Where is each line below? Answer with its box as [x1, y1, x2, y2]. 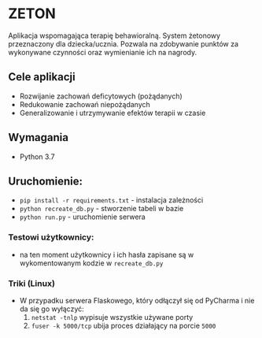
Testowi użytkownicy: [8, 232, 94, 243]
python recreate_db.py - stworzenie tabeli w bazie [19, 204, 184, 214]
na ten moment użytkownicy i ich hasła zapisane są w [19, 250, 194, 259]
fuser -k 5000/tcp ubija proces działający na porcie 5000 [31, 321, 216, 330]
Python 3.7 [19, 151, 55, 162]
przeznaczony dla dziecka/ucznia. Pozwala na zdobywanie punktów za [8, 39, 238, 48]
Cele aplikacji [8, 70, 76, 84]
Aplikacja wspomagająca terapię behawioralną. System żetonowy [8, 31, 221, 40]
